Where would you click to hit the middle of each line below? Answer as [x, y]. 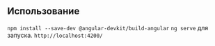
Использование [43, 11]
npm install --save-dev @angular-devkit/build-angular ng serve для [108, 27]
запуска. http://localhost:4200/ [55, 35]
